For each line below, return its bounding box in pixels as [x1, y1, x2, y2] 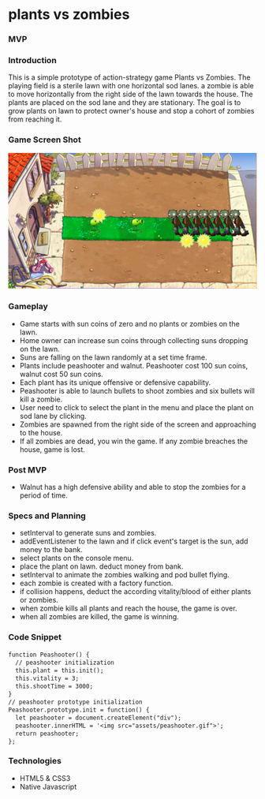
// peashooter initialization [15, 659, 114, 666]
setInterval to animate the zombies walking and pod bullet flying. [19, 570, 230, 580]
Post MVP [8, 464, 47, 475]
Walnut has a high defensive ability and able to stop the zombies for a [19, 482, 246, 491]
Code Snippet [8, 632, 62, 643]
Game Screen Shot [8, 134, 81, 145]
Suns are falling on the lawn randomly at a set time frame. [19, 353, 207, 362]
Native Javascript [19, 782, 77, 791]
